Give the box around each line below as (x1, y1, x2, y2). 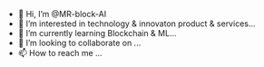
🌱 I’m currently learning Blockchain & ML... (17, 28, 177, 38)
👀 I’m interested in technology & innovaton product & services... (17, 18, 256, 29)
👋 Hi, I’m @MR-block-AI (17, 9, 107, 19)
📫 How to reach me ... (17, 48, 103, 58)
